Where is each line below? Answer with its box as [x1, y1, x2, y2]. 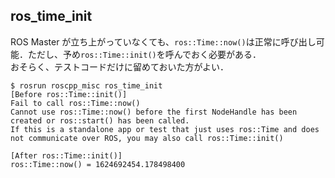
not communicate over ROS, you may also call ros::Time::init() [10, 133, 284, 143]
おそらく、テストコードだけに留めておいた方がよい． [10, 60, 229, 73]
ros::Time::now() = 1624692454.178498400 [10, 159, 186, 169]
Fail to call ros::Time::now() [10, 98, 141, 108]
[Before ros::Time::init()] [10, 89, 128, 99]
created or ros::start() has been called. [10, 115, 190, 126]
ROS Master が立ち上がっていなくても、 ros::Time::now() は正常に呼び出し [10, 35, 317, 48]
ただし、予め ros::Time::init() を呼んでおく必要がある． [27, 48, 262, 60]
